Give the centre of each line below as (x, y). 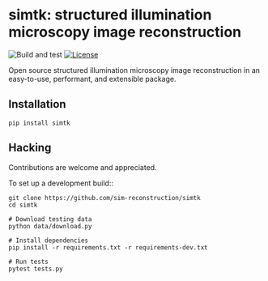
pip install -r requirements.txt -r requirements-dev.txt (108, 247)
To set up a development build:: (61, 183)
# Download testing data (50, 219)
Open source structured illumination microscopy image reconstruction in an (134, 70)
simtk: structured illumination (110, 15)
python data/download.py (50, 226)
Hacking (30, 148)
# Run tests (28, 262)
